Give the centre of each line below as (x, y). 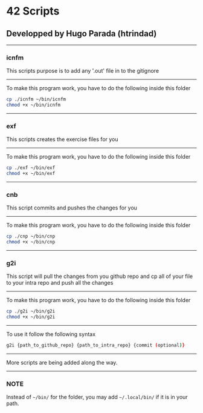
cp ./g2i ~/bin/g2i (31, 311)
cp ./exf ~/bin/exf (31, 168)
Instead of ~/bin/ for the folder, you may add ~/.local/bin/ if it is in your (97, 397)
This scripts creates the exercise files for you (62, 139)
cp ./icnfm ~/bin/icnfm (36, 99)
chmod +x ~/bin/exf (31, 174)
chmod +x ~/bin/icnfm (34, 105)
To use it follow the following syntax (51, 334)
